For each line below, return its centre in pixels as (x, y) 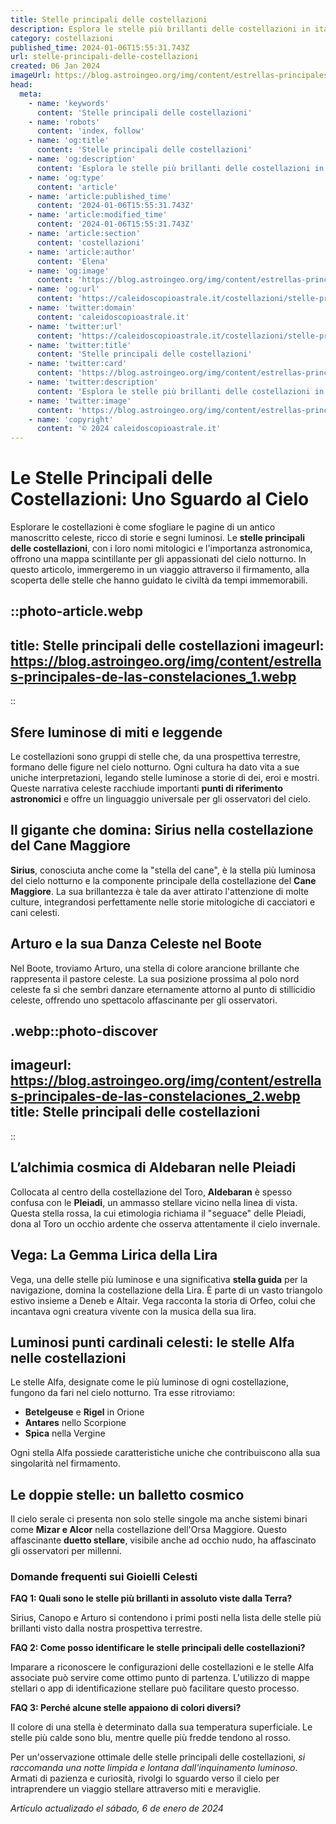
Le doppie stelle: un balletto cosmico (127, 1494)
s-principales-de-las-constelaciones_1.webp (153, 676)
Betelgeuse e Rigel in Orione (84, 1412)
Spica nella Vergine (65, 1433)
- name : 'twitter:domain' (82, 308)
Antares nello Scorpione (75, 1423)
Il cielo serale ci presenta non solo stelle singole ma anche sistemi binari (159, 1519)
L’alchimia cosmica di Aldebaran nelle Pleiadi (153, 1167)
